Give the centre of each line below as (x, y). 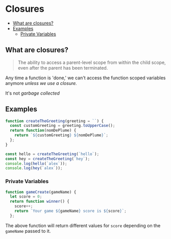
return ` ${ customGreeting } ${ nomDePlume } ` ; (62, 135)
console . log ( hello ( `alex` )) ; (36, 164)
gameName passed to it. (28, 231)
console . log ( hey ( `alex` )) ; (34, 168)
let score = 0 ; (26, 197)
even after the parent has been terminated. (63, 68)
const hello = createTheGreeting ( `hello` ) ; (52, 154)
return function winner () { (40, 202)
